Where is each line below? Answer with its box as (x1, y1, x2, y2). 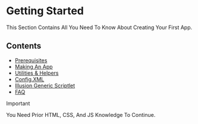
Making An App (14, 63, 53, 70)
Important (6, 100, 30, 107)
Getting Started (6, 4, 84, 18)
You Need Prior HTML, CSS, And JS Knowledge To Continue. (6, 111, 156, 118)
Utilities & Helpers (14, 69, 59, 77)
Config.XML (14, 75, 45, 82)
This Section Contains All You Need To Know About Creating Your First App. (6, 24, 193, 31)
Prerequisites (14, 56, 48, 63)
